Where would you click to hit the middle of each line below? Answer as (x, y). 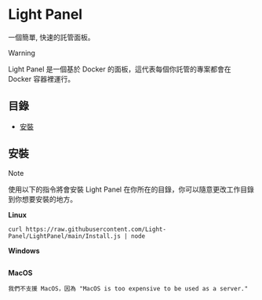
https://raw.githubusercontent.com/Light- (96, 229)
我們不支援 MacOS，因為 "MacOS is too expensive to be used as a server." (128, 288)
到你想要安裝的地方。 (42, 199)
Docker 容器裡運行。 (42, 79)
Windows (24, 251)
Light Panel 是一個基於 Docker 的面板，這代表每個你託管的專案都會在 (120, 69)
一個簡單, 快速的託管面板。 (51, 37)
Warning (22, 53)
